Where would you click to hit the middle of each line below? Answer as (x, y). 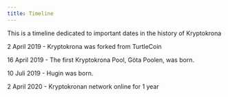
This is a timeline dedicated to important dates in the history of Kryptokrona (114, 33)
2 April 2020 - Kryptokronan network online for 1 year (83, 86)
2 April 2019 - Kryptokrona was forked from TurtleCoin (84, 46)
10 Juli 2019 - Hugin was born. (50, 73)
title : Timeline (30, 13)
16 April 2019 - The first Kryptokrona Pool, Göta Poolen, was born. (101, 60)
